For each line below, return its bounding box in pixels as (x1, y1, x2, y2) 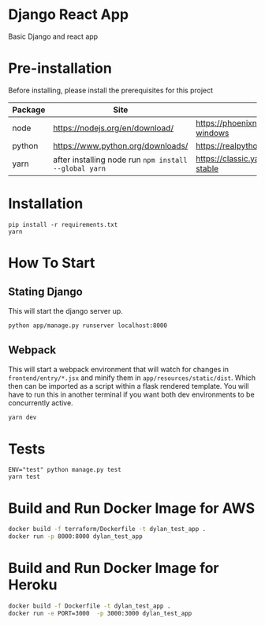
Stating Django (8, 285, 83, 299)
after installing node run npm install (53, 154, 188, 165)
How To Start (8, 254, 95, 272)
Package (12, 104, 46, 115)
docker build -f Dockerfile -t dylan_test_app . (8, 602, 171, 610)
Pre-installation (8, 59, 112, 77)
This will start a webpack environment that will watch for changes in (8, 364, 230, 374)
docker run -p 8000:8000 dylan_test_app (8, 533, 144, 540)
